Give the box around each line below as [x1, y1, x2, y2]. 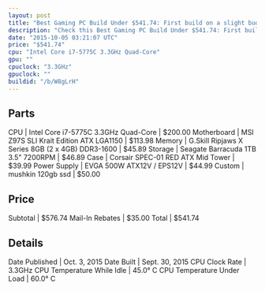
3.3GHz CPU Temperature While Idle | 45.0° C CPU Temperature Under [8, 265, 240, 274]
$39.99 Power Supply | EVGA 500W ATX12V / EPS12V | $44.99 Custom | [8, 161, 244, 170]
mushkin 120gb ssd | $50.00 [8, 170, 101, 179]
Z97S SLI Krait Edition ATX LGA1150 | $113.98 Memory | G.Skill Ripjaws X [8, 136, 244, 146]
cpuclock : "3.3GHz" [8, 63, 73, 71]
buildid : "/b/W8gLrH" [8, 77, 80, 85]
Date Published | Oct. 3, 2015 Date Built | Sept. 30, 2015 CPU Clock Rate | [8, 257, 247, 267]
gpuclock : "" [8, 70, 51, 78]
